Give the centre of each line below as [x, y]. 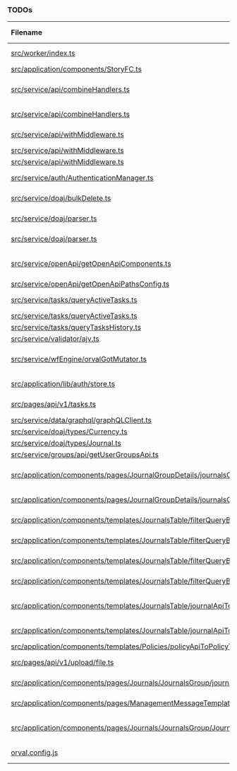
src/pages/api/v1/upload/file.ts [62, 663]
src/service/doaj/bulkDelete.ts [61, 198]
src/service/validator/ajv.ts [55, 339]
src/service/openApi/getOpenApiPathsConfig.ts [90, 284]
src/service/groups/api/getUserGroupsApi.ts [85, 455]
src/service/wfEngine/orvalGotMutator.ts [79, 359]
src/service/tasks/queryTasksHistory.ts [76, 327]
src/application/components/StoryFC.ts [77, 69]
